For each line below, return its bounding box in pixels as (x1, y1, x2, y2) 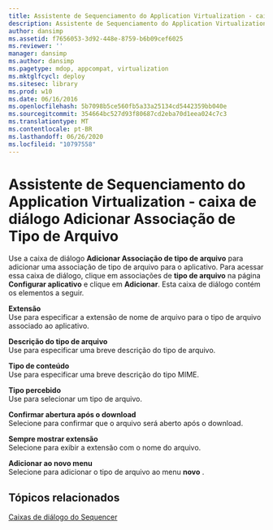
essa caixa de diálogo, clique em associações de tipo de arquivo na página (8, 271, 262, 281)
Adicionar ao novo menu (8, 459, 93, 468)
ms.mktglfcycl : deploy (8, 72, 85, 80)
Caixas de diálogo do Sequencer (8, 512, 118, 522)
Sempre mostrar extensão (8, 434, 99, 444)
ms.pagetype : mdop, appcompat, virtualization (8, 65, 169, 73)
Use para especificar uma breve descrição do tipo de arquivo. (8, 346, 216, 355)
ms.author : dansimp (8, 58, 75, 66)
